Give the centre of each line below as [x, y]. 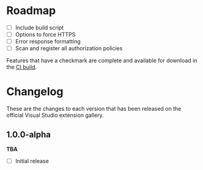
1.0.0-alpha [28, 134]
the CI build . [22, 67]
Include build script [39, 28]
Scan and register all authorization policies [69, 48]
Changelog [35, 92]
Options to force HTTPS [45, 35]
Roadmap [31, 11]
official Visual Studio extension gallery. [55, 115]
